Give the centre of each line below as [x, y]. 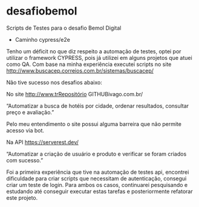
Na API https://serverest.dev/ [42, 142]
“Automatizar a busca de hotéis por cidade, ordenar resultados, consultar [98, 106]
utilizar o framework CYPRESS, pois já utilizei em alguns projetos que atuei [99, 57]
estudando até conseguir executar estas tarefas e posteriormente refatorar [99, 191]
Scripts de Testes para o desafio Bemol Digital [64, 28]
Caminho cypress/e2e [43, 39]
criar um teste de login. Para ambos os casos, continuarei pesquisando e [97, 185]
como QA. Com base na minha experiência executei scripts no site [89, 64]
